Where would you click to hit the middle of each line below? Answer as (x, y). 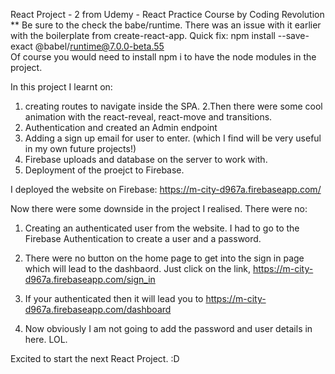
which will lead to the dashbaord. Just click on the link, (138, 268)
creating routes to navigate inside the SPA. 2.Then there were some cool (173, 106)
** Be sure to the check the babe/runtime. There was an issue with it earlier (166, 25)
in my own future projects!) (80, 148)
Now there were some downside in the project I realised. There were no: (159, 208)
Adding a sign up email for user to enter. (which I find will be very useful (173, 138)
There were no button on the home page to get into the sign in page (164, 258)
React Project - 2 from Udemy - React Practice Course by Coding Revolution (167, 14)
